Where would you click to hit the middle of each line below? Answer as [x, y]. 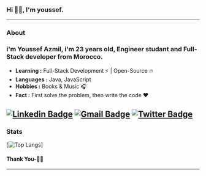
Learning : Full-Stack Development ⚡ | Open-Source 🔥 [84, 70]
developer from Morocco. [64, 57]
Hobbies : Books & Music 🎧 [51, 86]
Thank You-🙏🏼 [25, 159]
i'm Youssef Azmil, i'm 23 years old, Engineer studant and [94, 50]
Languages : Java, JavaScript [53, 79]
